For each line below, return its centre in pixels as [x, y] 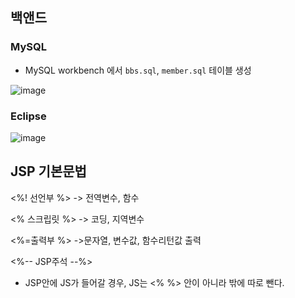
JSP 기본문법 [48, 171]
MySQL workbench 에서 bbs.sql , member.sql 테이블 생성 [138, 70]
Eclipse [28, 116]
